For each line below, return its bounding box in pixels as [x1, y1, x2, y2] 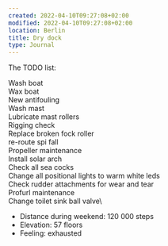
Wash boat [8, 79, 44, 88]
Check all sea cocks [8, 163, 74, 172]
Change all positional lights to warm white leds [8, 171, 160, 181]
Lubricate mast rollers [8, 112, 80, 121]
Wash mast [8, 104, 45, 113]
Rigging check [8, 121, 55, 130]
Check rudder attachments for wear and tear [8, 179, 155, 189]
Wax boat [8, 86, 40, 96]
